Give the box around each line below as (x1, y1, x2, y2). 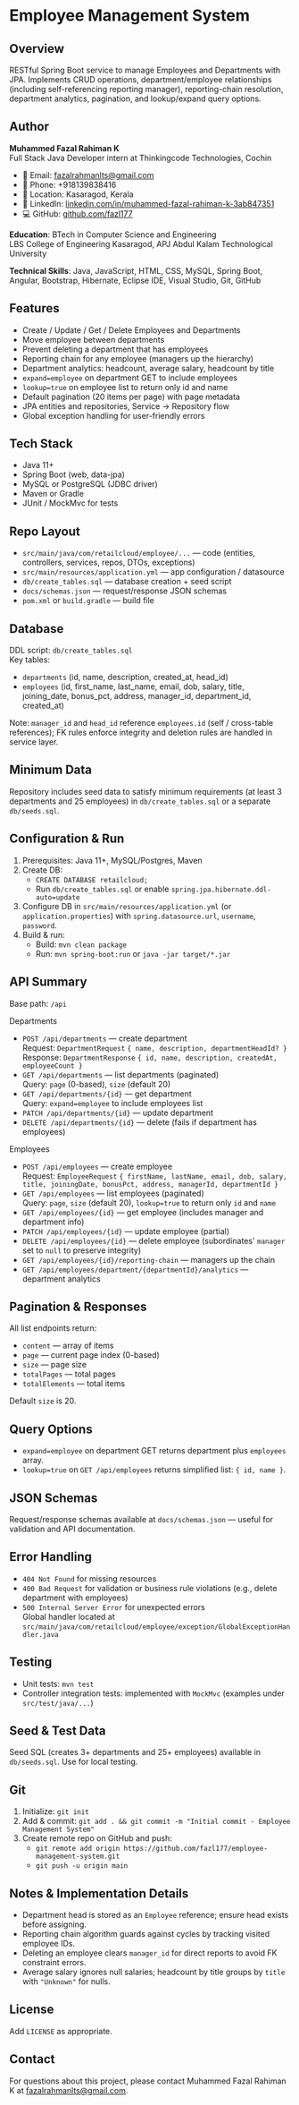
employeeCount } (21, 1061, 83, 1070)
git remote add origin (35, 1845, 120, 1854)
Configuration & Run (9, 831, 125, 847)
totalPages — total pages (21, 1368, 116, 1379)
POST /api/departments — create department (21, 1033, 187, 1044)
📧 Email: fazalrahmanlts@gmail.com (21, 169, 154, 180)
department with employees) (21, 1592, 129, 1603)
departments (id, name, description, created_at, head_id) (21, 672, 229, 683)
